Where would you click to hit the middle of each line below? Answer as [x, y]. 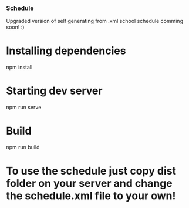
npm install [19, 67]
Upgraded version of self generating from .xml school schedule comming [95, 21]
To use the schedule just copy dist [91, 171]
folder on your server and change [90, 184]
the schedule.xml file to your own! [91, 196]
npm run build [23, 147]
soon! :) [15, 27]
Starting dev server [54, 91]
